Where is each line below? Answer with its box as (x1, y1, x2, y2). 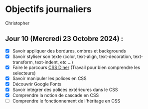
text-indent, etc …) (35, 59, 73, 65)
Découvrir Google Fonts (12, 81, 62, 87)
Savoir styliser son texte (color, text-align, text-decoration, (12, 53, 133, 59)
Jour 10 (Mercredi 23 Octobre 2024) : (5, 34, 124, 43)
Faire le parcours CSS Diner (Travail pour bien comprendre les (12, 64, 141, 70)
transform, (12, 59, 34, 65)
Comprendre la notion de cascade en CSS (12, 92, 99, 98)
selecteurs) (12, 70, 36, 76)
